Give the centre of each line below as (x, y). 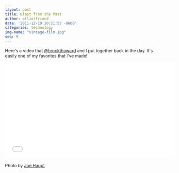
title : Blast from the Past (33, 14)
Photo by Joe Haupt (25, 165)
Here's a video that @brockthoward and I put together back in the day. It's (79, 50)
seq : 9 (12, 37)
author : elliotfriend (27, 19)
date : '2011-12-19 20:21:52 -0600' (41, 23)
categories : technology (29, 28)
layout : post (18, 10)
